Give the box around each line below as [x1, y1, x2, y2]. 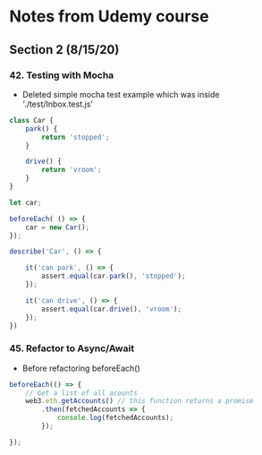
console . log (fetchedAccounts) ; [56, 414, 174, 423]
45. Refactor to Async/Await [9, 342, 135, 355]
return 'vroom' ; [41, 166, 102, 175]
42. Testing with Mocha [9, 69, 114, 82]
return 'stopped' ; [41, 133, 110, 142]
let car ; [9, 198, 42, 207]
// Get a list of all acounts [25, 388, 139, 398]
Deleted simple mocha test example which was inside [21, 89, 220, 99]
